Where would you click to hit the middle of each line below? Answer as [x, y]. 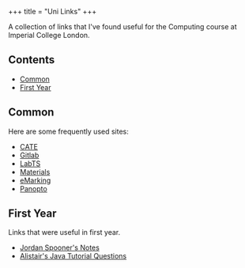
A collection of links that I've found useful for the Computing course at [122, 26]
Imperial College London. [49, 35]
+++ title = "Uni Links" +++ [53, 11]
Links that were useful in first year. [64, 232]
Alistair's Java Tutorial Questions [73, 256]
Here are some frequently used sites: [68, 131]
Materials [35, 172]
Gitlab [29, 155]
